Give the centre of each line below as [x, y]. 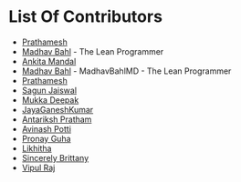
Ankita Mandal [49, 61]
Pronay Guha [46, 138]
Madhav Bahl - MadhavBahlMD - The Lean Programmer [126, 71]
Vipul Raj [38, 167]
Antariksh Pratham [57, 119]
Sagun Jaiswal [49, 90]
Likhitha [37, 148]
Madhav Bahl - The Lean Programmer [93, 51]
